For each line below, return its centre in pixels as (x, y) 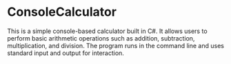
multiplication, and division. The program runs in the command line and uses (115, 45)
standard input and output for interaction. (66, 53)
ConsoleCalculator (62, 12)
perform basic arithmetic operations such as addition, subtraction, (101, 38)
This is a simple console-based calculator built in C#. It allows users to (108, 31)
